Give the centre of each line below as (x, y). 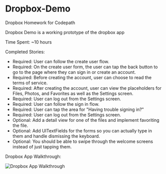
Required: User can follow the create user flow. (61, 61)
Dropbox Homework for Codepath (40, 23)
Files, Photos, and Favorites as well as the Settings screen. (73, 93)
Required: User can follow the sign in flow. (56, 104)
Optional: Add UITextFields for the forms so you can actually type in (82, 130)
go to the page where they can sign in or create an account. (74, 72)
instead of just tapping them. (42, 146)
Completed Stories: (25, 52)
